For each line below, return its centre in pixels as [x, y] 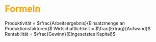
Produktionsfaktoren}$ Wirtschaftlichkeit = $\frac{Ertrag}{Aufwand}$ [78, 28]
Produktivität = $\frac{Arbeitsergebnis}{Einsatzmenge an [65, 23]
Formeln [23, 9]
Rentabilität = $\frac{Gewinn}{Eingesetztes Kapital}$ [60, 34]
